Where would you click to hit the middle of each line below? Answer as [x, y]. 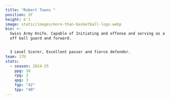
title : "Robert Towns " [31, 10]
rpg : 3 [21, 76]
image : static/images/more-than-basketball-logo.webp [64, 24]
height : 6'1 [18, 19]
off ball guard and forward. [41, 39]
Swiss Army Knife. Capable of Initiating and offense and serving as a [88, 34]
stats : [12, 61]
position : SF [19, 15]
